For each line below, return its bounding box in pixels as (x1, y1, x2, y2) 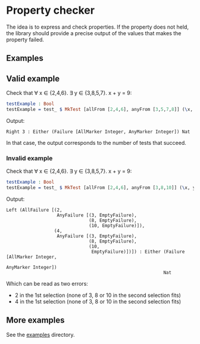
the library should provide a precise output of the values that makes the (6, 29, 182, 36)
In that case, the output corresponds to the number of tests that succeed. (6, 139, 186, 146)
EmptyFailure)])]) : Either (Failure (91, 249, 185, 255)
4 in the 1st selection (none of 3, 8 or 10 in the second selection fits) (14, 297, 182, 305)
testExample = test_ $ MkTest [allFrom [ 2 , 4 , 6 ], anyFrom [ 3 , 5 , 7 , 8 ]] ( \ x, (6, 107, 193, 113)
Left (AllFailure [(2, (6, 207, 62, 213)
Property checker (6, 4, 95, 17)
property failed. (6, 36, 45, 43)
